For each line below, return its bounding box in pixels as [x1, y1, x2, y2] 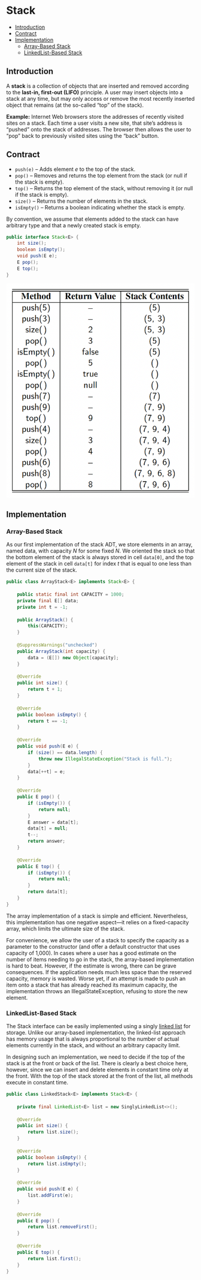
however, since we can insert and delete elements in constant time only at [6, 1066, 188, 1074]
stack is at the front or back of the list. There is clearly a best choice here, [6, 1060, 188, 1067]
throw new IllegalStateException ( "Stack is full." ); [38, 756, 172, 762]
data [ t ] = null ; [28, 825, 68, 831]
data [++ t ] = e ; [28, 768, 66, 774]
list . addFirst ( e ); [28, 1192, 74, 1198]
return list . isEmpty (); [28, 1161, 87, 1167]
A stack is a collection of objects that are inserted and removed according [6, 82, 189, 89]
